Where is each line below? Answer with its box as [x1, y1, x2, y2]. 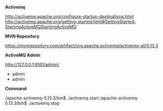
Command [5, 86, 27, 92]
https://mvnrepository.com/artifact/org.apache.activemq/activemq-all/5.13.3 [5, 43, 158, 48]
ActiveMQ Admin [5, 52, 41, 58]
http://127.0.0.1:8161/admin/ [5, 62, 60, 67]
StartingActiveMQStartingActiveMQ [5, 24, 77, 30]
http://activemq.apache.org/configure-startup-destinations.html [5, 14, 134, 19]
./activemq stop [28, 100, 60, 106]
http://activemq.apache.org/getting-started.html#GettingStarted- [5, 19, 136, 24]
